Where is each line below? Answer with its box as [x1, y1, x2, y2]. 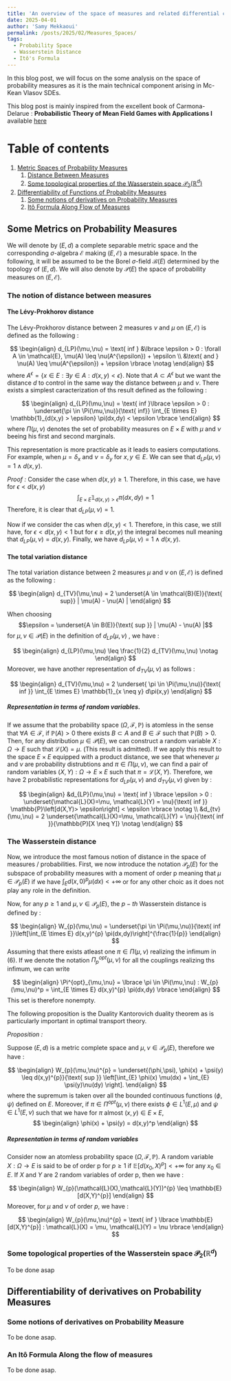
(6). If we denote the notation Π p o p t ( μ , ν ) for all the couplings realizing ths [7, 954, 215, 966]
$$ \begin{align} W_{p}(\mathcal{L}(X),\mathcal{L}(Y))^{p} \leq [9, 1184, 188, 1192]
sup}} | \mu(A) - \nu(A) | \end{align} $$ [60, 597, 171, 605]
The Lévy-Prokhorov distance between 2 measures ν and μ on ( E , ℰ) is [7, 323, 206, 332]
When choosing [7, 610, 52, 618]
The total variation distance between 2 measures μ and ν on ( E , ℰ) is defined [7, 568, 223, 576]
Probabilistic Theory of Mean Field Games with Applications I [34, 109, 213, 117]
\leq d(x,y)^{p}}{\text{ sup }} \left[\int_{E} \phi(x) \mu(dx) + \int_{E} [21, 1073, 210, 1082]
